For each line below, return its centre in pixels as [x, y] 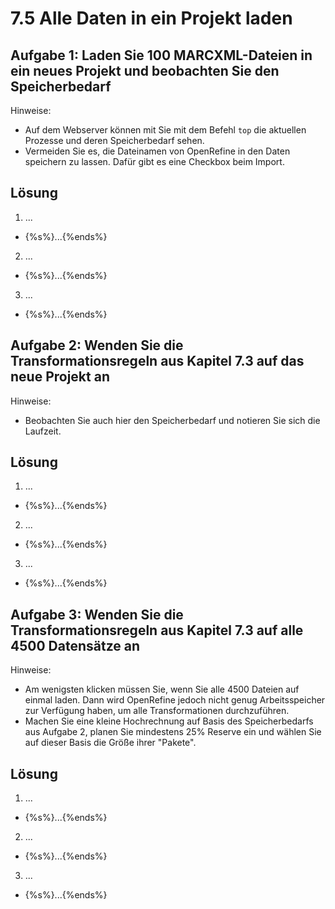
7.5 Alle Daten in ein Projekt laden [151, 18]
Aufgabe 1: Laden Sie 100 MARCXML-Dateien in [161, 55]
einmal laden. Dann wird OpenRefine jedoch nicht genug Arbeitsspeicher [175, 700]
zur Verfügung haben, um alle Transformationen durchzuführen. [157, 711]
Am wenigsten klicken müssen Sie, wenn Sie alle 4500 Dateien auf [162, 689]
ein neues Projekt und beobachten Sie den [145, 70]
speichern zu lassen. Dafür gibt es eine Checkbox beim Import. [154, 161]
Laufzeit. [43, 431]
